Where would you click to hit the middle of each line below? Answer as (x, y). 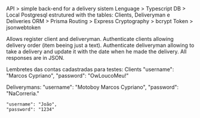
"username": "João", (32, 104)
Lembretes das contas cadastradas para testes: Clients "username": (90, 69)
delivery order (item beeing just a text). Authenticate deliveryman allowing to (100, 45)
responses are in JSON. (35, 58)
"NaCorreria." (23, 93)
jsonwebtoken (24, 27)
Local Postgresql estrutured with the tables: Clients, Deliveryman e (88, 15)
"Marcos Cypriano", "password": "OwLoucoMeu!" (67, 76)
